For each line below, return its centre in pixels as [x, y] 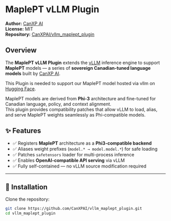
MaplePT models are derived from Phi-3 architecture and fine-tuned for [81, 98]
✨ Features [23, 131]
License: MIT [19, 29]
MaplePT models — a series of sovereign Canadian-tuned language [78, 68]
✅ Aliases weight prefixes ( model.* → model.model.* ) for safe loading [85, 149]
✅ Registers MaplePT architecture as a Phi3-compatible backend [82, 143]
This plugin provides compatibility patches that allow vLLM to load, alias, [81, 109]
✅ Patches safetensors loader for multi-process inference [74, 154]
